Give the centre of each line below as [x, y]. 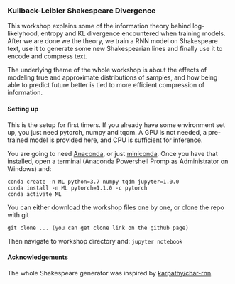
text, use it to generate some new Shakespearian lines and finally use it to [115, 49]
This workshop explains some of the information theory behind [99, 26]
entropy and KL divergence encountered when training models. [133, 33]
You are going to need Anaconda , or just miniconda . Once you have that [113, 153]
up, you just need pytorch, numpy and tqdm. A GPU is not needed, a [107, 132]
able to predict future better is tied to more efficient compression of [106, 85]
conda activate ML [34, 194]
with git [18, 214]
